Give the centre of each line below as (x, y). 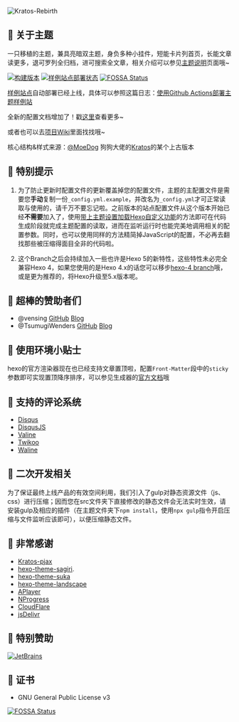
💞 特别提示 (30, 172)
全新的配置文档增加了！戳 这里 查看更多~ (66, 117)
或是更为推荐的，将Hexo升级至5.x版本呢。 (80, 276)
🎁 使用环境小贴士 (44, 350)
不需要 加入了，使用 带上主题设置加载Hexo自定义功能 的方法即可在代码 (125, 216)
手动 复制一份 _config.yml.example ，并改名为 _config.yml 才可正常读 (128, 198)
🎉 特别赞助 (30, 638)
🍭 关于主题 (30, 35)
